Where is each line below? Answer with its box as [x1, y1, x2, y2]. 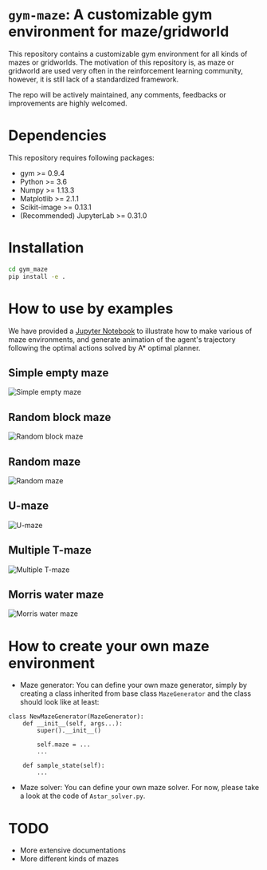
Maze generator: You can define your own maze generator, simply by [19, 681, 247, 690]
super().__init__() [37, 727, 102, 735]
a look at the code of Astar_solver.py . [19, 791, 146, 800]
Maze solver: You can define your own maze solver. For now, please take [19, 783, 260, 793]
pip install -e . [8, 272, 66, 280]
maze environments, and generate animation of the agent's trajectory [8, 334, 237, 344]
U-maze [8, 499, 49, 513]
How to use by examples [8, 300, 174, 317]
